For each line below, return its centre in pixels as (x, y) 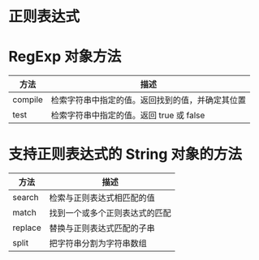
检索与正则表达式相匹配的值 (102, 198)
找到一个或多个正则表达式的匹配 (110, 213)
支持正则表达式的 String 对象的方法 (125, 154)
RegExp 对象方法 (65, 57)
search (26, 198)
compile (28, 100)
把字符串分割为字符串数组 (98, 244)
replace (27, 228)
